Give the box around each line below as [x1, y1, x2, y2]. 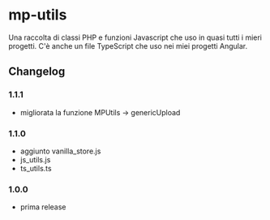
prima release [19, 202, 66, 212]
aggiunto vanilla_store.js [19, 146, 101, 156]
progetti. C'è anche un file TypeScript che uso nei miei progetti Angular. [8, 41, 248, 50]
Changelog [8, 65, 66, 79]
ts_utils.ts [19, 163, 52, 173]
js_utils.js [19, 154, 51, 164]
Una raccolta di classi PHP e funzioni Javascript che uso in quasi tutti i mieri [8, 32, 262, 42]
